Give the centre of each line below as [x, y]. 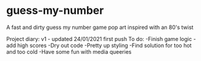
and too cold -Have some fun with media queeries [69, 51]
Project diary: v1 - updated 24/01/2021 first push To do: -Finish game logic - [101, 39]
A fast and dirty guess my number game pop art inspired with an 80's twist [100, 27]
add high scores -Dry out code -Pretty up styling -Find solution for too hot [99, 45]
